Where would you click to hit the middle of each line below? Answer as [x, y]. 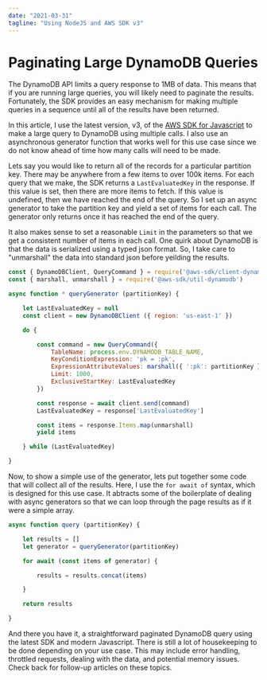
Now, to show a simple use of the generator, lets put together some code [128, 477]
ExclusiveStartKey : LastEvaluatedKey [113, 382]
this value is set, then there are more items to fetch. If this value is [116, 191]
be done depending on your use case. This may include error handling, [124, 651]
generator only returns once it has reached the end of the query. [114, 217]
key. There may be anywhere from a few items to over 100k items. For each [131, 174]
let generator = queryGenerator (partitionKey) [101, 546]
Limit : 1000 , [72, 374]
